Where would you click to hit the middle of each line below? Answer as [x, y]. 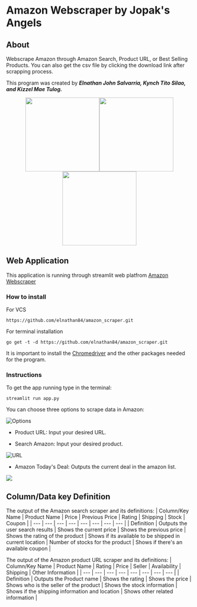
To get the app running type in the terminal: [59, 388]
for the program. [26, 360]
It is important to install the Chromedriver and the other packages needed [96, 353]
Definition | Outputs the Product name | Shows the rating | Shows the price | [99, 579]
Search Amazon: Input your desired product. [69, 444]
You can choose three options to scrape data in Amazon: [75, 409]
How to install [26, 296]
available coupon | [29, 548]
